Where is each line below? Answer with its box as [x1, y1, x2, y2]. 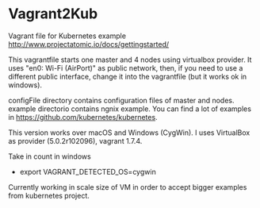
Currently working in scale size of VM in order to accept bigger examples [8, 182, 247, 191]
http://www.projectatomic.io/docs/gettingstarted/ [8, 39, 170, 48]
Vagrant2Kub [8, 5, 98, 23]
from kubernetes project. [8, 191, 90, 200]
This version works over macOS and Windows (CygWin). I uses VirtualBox [8, 128, 250, 137]
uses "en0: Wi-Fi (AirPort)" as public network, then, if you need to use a [8, 63, 243, 72]
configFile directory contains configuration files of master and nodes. [8, 95, 235, 105]
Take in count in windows [8, 152, 91, 161]
